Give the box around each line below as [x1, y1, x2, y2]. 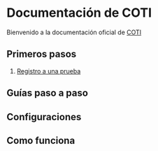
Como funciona [6, 134, 76, 146]
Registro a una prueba [16, 66, 81, 75]
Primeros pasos [6, 48, 77, 60]
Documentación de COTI [6, 5, 152, 21]
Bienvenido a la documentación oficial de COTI [6, 28, 142, 36]
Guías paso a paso [6, 87, 89, 99]
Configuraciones [6, 110, 82, 123]
